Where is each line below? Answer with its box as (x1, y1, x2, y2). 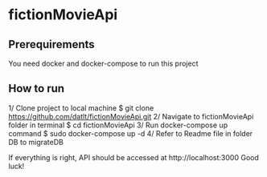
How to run (8, 82, 65, 95)
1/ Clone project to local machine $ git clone (8, 103, 154, 113)
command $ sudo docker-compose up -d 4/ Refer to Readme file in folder (8, 128, 253, 138)
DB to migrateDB (8, 137, 64, 147)
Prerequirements (8, 38, 95, 51)
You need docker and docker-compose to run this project (8, 58, 199, 68)
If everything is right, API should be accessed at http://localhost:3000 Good (8, 152, 259, 162)
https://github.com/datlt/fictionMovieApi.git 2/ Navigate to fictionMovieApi (8, 111, 254, 121)
